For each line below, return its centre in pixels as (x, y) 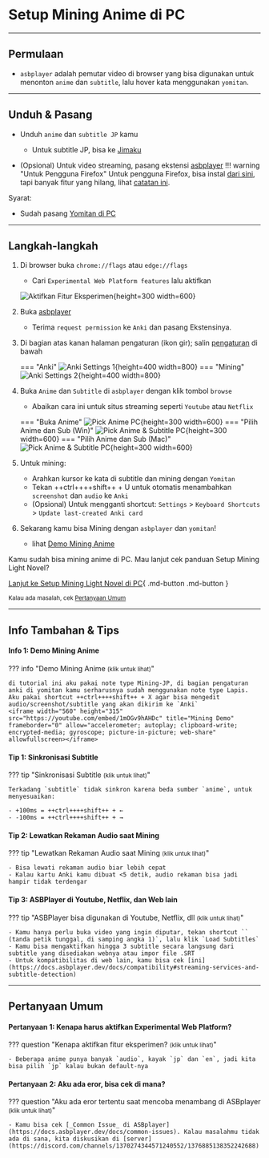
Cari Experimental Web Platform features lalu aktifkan (122, 281)
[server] (137, 1139)
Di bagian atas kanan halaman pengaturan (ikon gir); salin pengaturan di (139, 343)
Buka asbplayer (46, 312)
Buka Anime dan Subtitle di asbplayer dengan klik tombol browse (126, 391)
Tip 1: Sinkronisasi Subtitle (53, 757)
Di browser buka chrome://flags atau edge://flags (104, 265)
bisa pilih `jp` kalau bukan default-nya (78, 1067)
